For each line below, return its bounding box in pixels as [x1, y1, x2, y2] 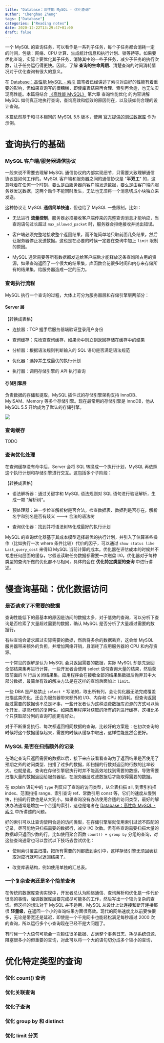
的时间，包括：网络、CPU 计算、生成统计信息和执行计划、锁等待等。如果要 [5, 50, 157, 56]
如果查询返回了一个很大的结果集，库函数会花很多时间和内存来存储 [20, 260, 154, 266]
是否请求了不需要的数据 [5, 602, 60, 609]
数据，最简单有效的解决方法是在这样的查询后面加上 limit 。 [13, 678, 133, 684]
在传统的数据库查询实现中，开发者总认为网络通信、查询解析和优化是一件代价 [5, 890, 159, 895]
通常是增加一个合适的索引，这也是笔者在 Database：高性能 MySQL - [18, 802, 156, 808]
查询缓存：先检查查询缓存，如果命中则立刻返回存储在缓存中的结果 [12, 337, 145, 343]
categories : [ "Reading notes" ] [5, 21, 69, 26]
